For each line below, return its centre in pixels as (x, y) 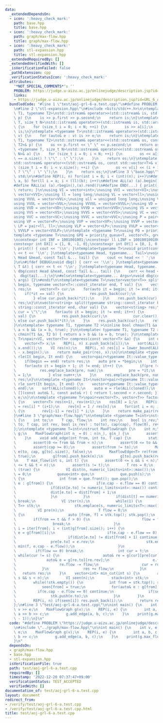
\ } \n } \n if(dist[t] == (79, 497)
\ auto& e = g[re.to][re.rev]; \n (62, 560)
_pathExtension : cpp (30, 73)
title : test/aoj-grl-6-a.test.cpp (40, 713)
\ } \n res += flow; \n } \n (80, 569)
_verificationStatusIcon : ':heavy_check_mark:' (58, 77)
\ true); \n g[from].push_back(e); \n (58, 456)
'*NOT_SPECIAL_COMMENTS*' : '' (44, 86)
